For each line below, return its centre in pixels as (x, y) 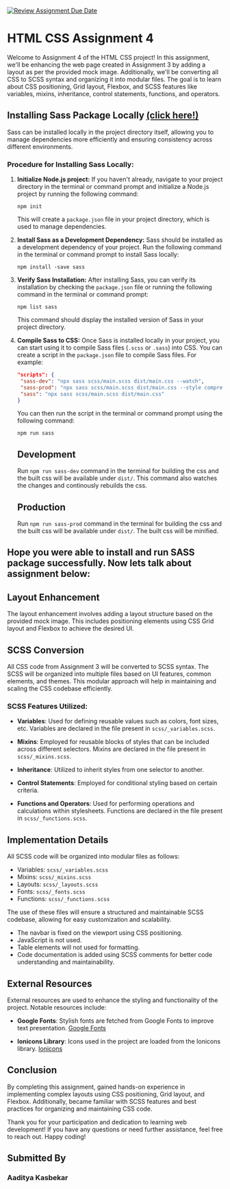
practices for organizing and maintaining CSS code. (80, 1109)
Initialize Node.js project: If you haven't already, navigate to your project (120, 179)
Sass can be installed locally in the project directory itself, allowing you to (111, 132)
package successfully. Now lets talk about (99, 563)
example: (30, 362)
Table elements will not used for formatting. (78, 947)
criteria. (28, 791)
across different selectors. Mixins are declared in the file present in (111, 749)
